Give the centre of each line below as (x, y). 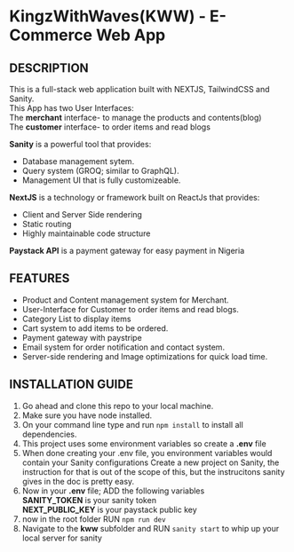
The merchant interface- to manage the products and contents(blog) (135, 118)
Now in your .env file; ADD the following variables (113, 491)
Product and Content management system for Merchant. (125, 300)
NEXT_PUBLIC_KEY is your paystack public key (109, 509)
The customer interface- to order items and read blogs (110, 127)
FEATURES (40, 278)
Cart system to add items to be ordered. (95, 328)
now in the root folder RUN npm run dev (94, 519)
